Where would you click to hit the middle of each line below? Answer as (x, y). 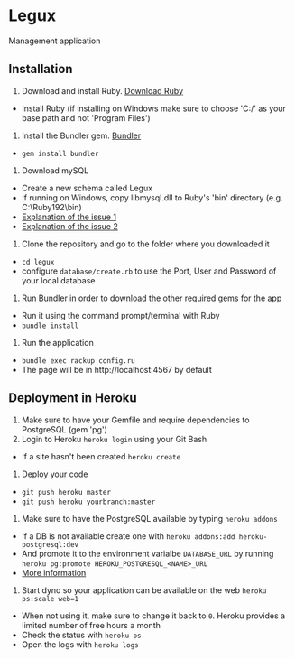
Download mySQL (55, 170)
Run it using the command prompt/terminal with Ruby (120, 315)
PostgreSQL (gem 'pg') (64, 429)
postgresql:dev (50, 544)
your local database (58, 280)
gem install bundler (60, 153)
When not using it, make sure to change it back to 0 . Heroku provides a (153, 616)
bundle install (50, 326)
